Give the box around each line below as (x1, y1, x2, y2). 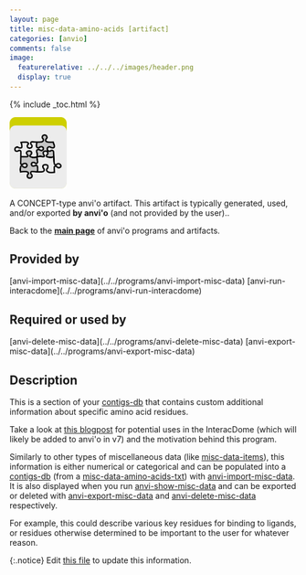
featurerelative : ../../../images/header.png (17, 63, 195, 72)
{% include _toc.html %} (9, 99, 101, 110)
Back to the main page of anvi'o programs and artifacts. (9, 225, 221, 236)
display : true (17, 73, 71, 82)
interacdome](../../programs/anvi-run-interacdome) (9, 285, 203, 296)
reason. (9, 538, 38, 548)
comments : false (9, 44, 71, 53)
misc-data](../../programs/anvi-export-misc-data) (9, 346, 195, 357)
